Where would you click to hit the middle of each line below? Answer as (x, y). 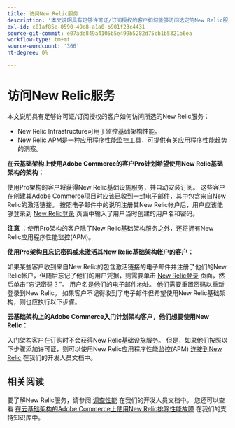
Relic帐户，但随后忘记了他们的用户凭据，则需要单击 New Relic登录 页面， (113, 275)
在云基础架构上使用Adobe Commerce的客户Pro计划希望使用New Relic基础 (115, 163)
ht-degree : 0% (28, 53)
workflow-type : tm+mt (39, 40)
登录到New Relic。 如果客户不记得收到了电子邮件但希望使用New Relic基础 (114, 293)
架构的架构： (26, 172)
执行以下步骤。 (59, 301)
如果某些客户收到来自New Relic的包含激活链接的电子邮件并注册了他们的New (117, 266)
